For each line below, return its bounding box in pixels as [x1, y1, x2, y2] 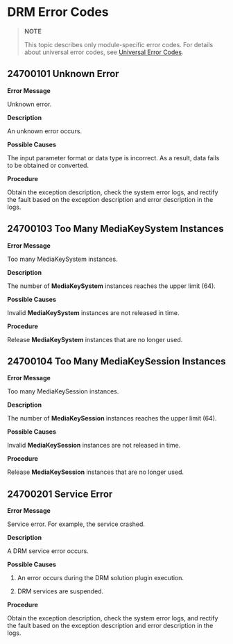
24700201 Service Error [7, 488, 113, 500]
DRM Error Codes [7, 4, 109, 20]
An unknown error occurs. [7, 126, 82, 135]
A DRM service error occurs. [7, 547, 89, 555]
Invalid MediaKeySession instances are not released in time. [7, 441, 181, 450]
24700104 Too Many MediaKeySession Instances [7, 355, 226, 367]
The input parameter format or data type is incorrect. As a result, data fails [7, 153, 220, 162]
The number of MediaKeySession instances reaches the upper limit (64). [7, 414, 217, 423]
